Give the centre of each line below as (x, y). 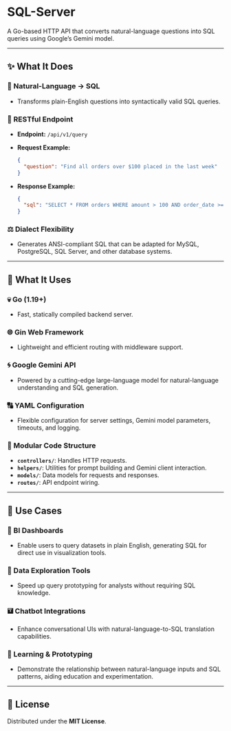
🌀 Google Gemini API (42, 365)
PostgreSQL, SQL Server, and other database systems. (95, 252)
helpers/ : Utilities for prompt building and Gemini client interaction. (112, 468)
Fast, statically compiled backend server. (75, 314)
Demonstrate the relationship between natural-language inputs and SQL (119, 669)
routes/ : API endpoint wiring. (58, 483)
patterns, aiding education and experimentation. (85, 676)
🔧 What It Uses (39, 280)
